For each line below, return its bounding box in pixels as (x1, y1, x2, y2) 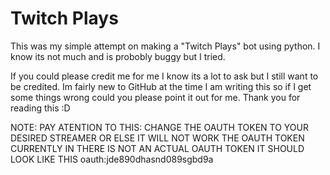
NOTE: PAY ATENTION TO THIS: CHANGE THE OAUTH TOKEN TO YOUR (10, 121, 310, 133)
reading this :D (10, 102, 71, 114)
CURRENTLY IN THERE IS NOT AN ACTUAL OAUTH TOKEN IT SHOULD (10, 142, 305, 154)
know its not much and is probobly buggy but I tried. (10, 50, 226, 62)
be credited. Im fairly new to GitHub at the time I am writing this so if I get (10, 80, 312, 92)
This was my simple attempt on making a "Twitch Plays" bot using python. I (10, 40, 321, 52)
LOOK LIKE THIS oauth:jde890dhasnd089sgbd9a (10, 153, 214, 165)
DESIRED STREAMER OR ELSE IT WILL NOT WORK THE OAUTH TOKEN (10, 132, 305, 144)
